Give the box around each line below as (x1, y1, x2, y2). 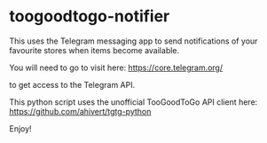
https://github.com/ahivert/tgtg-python (9, 106, 152, 116)
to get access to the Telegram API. (9, 79, 136, 90)
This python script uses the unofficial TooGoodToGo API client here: (9, 96, 258, 107)
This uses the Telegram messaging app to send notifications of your (9, 36, 258, 46)
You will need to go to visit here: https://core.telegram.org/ (9, 62, 224, 73)
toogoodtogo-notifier (9, 6, 170, 27)
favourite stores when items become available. (9, 44, 180, 55)
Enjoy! (9, 123, 33, 134)
